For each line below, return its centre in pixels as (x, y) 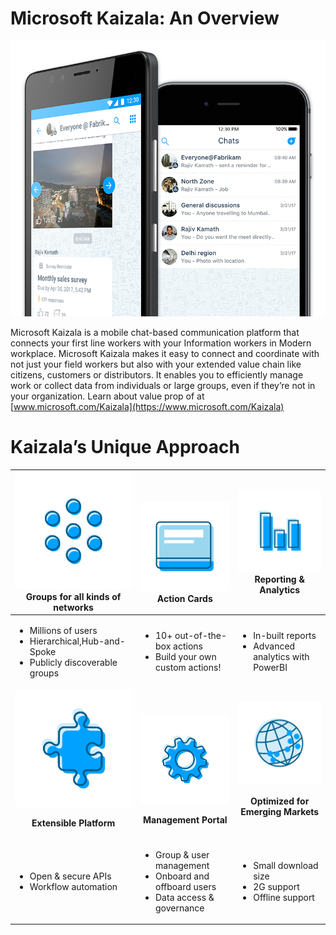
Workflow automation (73, 886)
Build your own (186, 657)
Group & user (182, 854)
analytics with (281, 657)
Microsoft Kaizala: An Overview (145, 18)
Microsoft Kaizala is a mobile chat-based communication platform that (155, 332)
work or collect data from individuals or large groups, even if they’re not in (163, 385)
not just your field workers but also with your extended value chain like (156, 364)
